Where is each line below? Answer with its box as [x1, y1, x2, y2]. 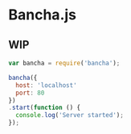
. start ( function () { [8, 103, 81, 112]
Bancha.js [8, 6, 76, 24]
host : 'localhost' [15, 81, 78, 90]
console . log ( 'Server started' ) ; [15, 111, 125, 119]
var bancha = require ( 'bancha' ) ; [8, 59, 121, 67]
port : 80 [15, 89, 45, 97]
